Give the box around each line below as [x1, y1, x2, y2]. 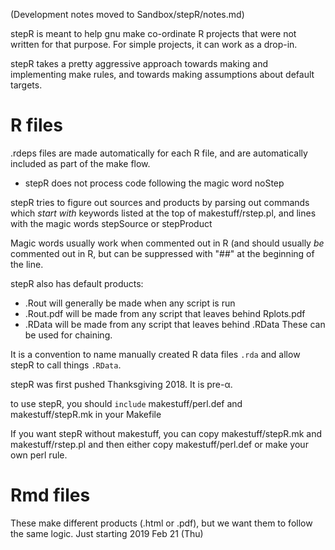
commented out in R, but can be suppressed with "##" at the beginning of [10, 247, 315, 259]
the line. [10, 258, 44, 270]
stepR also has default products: [10, 277, 144, 289]
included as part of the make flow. [10, 157, 151, 169]
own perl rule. [10, 449, 68, 461]
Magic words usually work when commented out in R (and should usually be [10, 237, 325, 249]
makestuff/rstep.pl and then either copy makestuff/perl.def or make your [10, 438, 309, 450]
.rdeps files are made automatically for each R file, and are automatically [10, 147, 308, 159]
